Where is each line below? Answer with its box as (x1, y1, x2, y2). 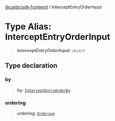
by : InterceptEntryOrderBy (16, 87, 71, 93)
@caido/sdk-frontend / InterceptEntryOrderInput (5, 4, 102, 10)
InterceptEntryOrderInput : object (16, 47, 85, 53)
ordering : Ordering (16, 110, 55, 116)
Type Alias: (5, 21, 52, 32)
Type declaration (5, 62, 57, 70)
